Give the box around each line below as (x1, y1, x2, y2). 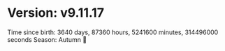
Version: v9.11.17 (7, 5, 105, 21)
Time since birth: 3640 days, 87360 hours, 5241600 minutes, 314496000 (7, 28, 219, 36)
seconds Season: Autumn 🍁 (7, 35, 87, 43)
